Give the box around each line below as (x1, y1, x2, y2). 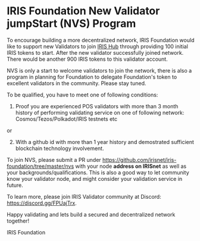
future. (7, 181, 23, 189)
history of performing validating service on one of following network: (15, 109, 185, 116)
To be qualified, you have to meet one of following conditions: (7, 91, 158, 98)
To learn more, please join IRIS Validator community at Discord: (7, 193, 161, 200)
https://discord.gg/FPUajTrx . (7, 199, 77, 206)
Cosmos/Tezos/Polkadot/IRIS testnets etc (15, 115, 118, 123)
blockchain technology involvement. (15, 145, 104, 152)
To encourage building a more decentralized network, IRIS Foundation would (7, 36, 195, 43)
